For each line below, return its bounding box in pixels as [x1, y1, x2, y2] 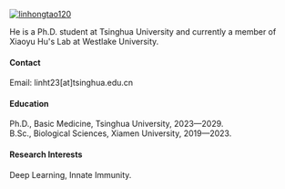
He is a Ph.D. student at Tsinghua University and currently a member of [9, 26, 277, 37]
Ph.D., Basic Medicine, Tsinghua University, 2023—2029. [9, 119, 224, 130]
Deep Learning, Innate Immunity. [9, 169, 132, 180]
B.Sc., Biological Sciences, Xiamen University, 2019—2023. [9, 128, 232, 139]
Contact [9, 57, 41, 68]
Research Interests [9, 149, 83, 160]
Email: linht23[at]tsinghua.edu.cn [9, 78, 134, 89]
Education [9, 98, 49, 109]
